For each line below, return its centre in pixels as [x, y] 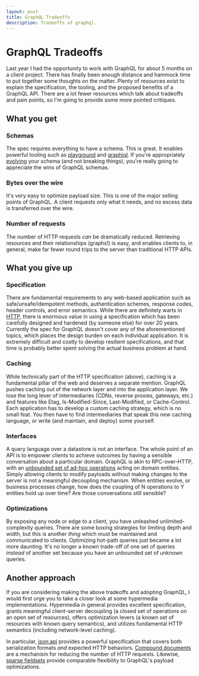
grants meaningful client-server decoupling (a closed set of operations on [97, 611]
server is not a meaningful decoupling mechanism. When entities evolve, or [98, 480]
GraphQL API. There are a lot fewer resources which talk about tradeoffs [95, 94]
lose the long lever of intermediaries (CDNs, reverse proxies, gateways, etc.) [99, 395]
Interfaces [21, 436]
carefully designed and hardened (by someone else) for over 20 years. [93, 323]
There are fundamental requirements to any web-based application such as [99, 298]
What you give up [39, 268]
